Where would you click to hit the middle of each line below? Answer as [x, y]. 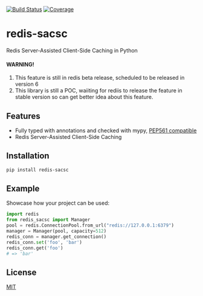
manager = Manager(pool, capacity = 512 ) [56, 231]
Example [23, 189]
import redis [23, 214]
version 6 [27, 84]
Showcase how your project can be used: [58, 203]
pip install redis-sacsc [37, 170]
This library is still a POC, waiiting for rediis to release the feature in [98, 91]
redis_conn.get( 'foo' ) [35, 248]
